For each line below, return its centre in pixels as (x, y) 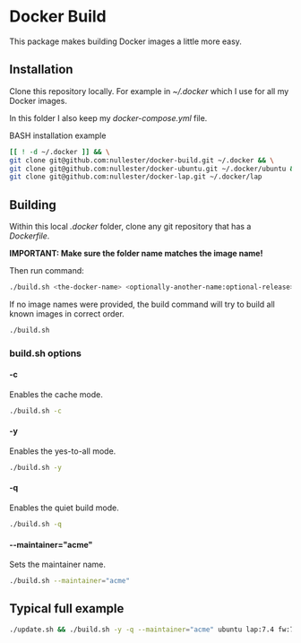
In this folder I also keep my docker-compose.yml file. (108, 117)
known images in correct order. (67, 313)
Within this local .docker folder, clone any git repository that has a (130, 227)
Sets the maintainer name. (57, 565)
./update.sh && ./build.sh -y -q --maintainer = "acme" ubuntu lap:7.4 (142, 630)
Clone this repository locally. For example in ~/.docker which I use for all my (149, 91)
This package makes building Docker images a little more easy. (125, 41)
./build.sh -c (36, 411)
